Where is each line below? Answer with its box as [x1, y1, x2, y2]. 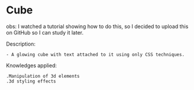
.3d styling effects [6, 78, 57, 84]
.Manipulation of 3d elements [6, 73, 80, 79]
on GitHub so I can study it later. [6, 29, 84, 36]
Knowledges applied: [6, 62, 57, 69]
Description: [6, 40, 36, 47]
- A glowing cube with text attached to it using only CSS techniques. [6, 51, 185, 57]
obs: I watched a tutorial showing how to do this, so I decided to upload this [6, 23, 189, 30]
